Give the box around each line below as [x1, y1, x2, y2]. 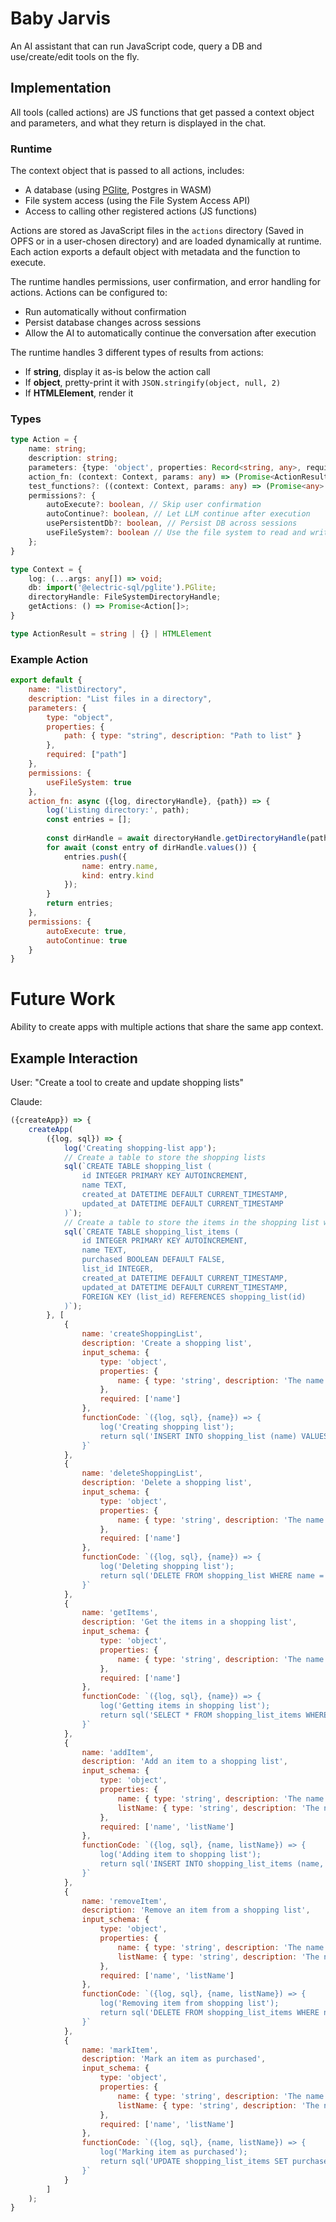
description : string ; [28, 453, 118, 464]
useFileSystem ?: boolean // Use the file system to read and [46, 528, 307, 538]
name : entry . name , [81, 861, 159, 871]
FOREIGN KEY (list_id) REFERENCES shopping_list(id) [81, 1292, 307, 1302]
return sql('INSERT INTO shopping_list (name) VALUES [99, 1431, 329, 1441]
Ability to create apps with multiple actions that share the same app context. [10, 1021, 324, 1033]
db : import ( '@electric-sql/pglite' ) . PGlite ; [28, 583, 217, 593]
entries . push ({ [63, 852, 128, 862]
